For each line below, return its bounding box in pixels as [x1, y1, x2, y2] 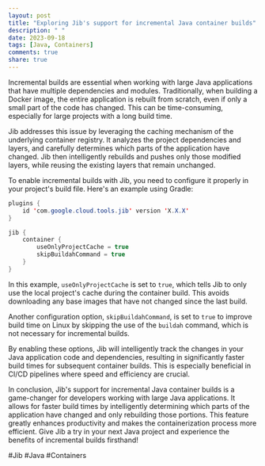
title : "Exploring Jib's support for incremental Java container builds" [8, 19, 257, 27]
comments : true [8, 48, 59, 56]
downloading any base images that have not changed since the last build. [8, 296, 248, 306]
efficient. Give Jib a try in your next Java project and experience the [8, 426, 230, 436]
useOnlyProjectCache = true [36, 243, 129, 251]
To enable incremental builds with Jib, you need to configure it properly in [8, 175, 249, 185]
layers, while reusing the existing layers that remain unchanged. [8, 160, 216, 170]
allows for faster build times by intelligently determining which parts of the [8, 401, 250, 411]
